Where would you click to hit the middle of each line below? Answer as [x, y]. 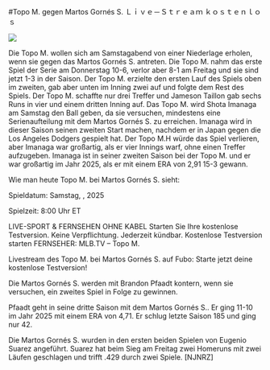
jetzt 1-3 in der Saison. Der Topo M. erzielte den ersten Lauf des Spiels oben [135, 78]
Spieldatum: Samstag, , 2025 [56, 195]
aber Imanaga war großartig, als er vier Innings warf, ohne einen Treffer [127, 147]
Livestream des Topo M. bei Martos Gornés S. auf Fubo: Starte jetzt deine [131, 259]
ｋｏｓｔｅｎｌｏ [233, 12]
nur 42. [21, 325]
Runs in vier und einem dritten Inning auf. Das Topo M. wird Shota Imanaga [133, 104]
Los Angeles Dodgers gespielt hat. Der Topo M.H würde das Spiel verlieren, [134, 138]
